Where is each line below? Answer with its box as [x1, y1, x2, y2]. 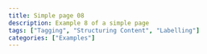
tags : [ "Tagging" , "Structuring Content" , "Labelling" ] [8, 26, 200, 34]
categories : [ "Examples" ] [8, 33, 95, 42]
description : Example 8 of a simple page [8, 19, 150, 27]
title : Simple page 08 [8, 11, 85, 20]
